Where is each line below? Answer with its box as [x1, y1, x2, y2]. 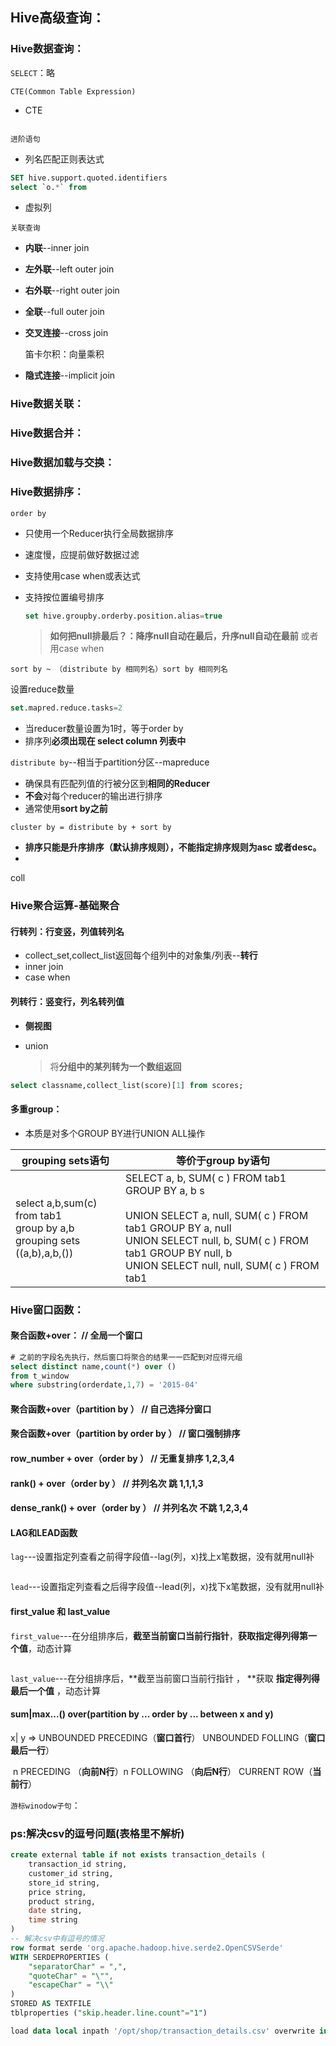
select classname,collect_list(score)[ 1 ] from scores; [10, 1080, 244, 1090]
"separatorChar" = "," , [28, 1961, 128, 1972]
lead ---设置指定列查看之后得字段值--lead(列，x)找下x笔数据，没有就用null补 [10, 1581, 325, 1593]
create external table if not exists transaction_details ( [10, 1850, 267, 1860]
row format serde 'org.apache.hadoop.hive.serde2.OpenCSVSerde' [10, 1943, 284, 1953]
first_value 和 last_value [10, 1606, 111, 1618]
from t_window [10, 1371, 70, 1381]
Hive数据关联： [10, 397, 85, 411]
